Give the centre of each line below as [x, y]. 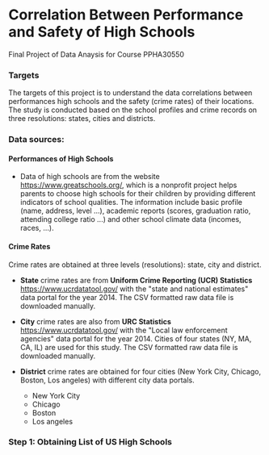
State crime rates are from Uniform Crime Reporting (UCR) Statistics [136, 280]
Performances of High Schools [61, 158]
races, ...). [37, 228]
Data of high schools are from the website [90, 177]
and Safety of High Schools [102, 32]
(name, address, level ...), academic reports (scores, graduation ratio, [135, 211]
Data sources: [36, 140]
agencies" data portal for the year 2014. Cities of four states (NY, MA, [136, 338]
